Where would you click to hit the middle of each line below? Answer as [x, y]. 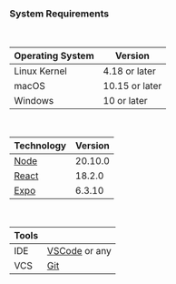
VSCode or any [79, 251]
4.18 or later [129, 71]
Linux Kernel [41, 71]
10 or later [125, 101]
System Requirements [59, 14]
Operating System [54, 56]
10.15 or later [132, 86]
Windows [34, 101]
